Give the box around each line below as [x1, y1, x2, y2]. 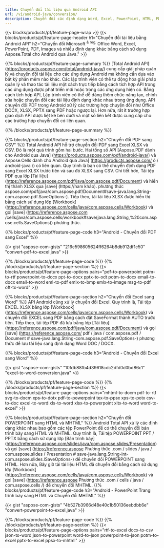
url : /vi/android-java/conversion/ [5, 12, 78, 17]
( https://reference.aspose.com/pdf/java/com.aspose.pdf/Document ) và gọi [5, 325, 156, 331]
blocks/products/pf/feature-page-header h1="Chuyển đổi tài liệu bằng [5, 35, 146, 41]
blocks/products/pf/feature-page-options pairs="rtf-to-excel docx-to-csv [5, 527, 153, 533]
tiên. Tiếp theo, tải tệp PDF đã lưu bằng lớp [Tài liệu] [5, 320, 110, 326]
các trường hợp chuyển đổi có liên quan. [5, 118, 86, 124]
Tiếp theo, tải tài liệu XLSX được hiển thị [70, 194, 150, 200]
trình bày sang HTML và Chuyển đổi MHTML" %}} [5, 493, 106, 499]
